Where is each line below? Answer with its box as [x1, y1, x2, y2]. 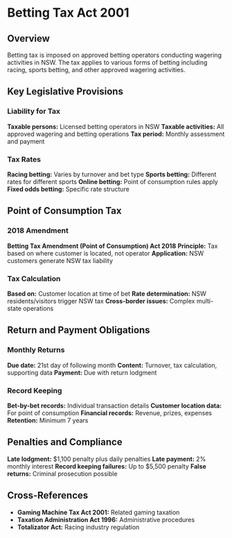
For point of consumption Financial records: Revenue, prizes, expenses [7, 408, 213, 417]
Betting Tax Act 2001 [7, 5, 130, 21]
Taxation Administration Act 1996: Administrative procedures [17, 515, 195, 523]
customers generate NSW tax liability [7, 256, 113, 264]
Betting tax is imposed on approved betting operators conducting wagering [7, 51, 222, 59]
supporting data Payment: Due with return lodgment [7, 368, 157, 376]
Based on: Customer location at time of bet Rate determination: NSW [7, 289, 206, 298]
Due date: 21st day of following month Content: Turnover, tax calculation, [7, 361, 217, 369]
